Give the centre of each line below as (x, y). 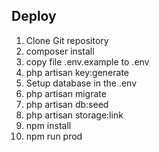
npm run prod (54, 136)
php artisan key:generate (77, 72)
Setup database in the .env (81, 83)
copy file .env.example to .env (87, 61)
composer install (60, 51)
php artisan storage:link (74, 115)
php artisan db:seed (67, 104)
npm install (48, 125)
